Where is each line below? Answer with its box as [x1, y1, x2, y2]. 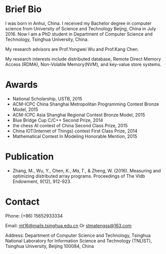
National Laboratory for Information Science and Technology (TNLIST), [5, 237, 152, 243]
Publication [5, 151, 54, 163]
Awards [5, 79, 38, 90]
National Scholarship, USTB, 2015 [12, 95, 82, 101]
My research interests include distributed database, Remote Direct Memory [5, 56, 161, 62]
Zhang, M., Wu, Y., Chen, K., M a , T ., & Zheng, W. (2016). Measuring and [12, 168, 161, 174]
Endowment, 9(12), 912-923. [12, 178, 71, 184]
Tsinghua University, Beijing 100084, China [5, 243, 94, 249]
